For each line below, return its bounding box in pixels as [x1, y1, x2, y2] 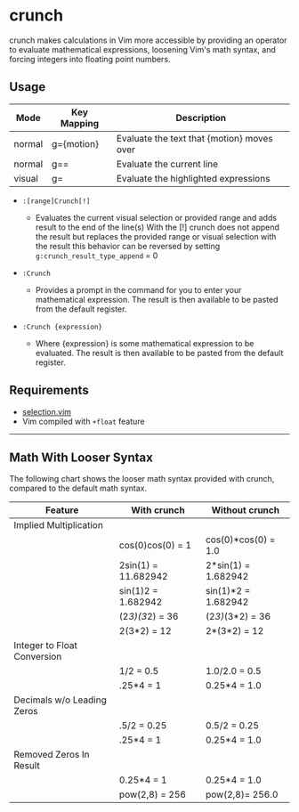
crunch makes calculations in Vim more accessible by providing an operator [9, 35, 287, 45]
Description [175, 111, 227, 124]
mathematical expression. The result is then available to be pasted [35, 294, 279, 304]
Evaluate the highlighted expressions [116, 172, 271, 184]
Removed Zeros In [13, 749, 91, 761]
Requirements [9, 383, 89, 398]
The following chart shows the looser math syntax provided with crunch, [9, 474, 275, 484]
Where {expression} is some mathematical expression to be [35, 337, 255, 348]
